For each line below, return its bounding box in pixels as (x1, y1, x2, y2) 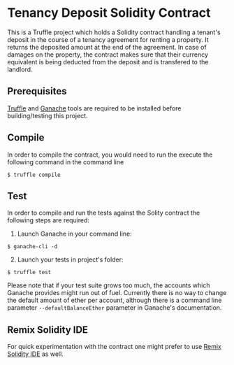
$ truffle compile (7, 171, 61, 178)
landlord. (7, 65, 33, 73)
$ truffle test (7, 269, 52, 276)
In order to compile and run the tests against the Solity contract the (7, 208, 200, 217)
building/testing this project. (7, 111, 89, 120)
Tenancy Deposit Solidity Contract (7, 5, 211, 21)
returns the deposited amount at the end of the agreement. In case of (7, 43, 207, 51)
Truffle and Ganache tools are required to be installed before (7, 103, 182, 113)
